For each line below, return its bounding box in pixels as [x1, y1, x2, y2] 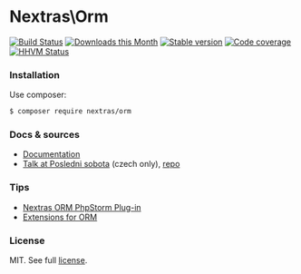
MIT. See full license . [9, 255, 88, 265]
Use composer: [9, 89, 67, 101]
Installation [9, 68, 61, 81]
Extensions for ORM [22, 211, 98, 222]
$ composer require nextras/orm [9, 107, 131, 116]
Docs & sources [9, 129, 80, 142]
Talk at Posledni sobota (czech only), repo [22, 159, 180, 170]
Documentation [22, 149, 81, 160]
